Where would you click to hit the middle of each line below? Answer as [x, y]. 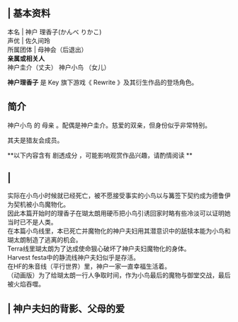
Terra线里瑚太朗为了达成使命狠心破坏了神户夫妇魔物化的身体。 [99, 249]
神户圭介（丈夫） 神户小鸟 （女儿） [59, 67]
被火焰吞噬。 [26, 284]
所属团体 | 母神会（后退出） [47, 50]
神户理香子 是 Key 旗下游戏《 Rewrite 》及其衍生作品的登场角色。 [103, 82]
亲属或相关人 [26, 58]
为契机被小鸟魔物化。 [38, 205]
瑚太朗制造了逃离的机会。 [45, 240]
